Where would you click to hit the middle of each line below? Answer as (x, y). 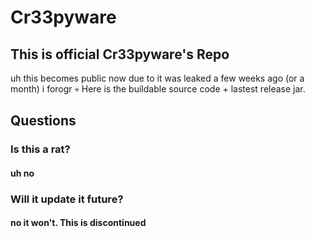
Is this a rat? (40, 149)
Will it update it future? (67, 199)
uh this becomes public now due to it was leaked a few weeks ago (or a (157, 78)
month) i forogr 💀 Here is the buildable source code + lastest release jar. (158, 89)
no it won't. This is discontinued (78, 223)
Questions (43, 121)
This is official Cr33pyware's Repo (120, 54)
